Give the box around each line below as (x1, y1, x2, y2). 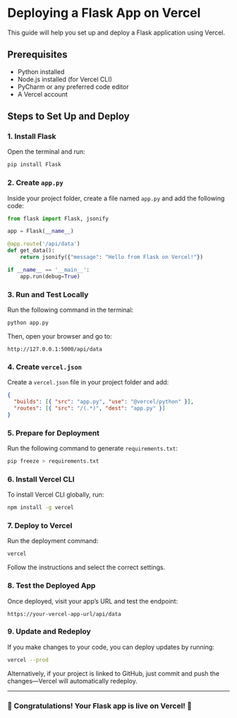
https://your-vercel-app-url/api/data (7, 610, 121, 618)
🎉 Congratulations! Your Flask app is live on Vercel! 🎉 (7, 700, 193, 710)
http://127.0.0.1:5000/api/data (7, 346, 102, 353)
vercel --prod (7, 656, 49, 664)
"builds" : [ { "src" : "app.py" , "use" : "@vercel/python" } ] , (13, 398, 194, 406)
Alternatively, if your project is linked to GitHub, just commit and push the (7, 669, 220, 678)
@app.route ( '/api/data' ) (7, 241, 80, 248)
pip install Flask (7, 161, 61, 169)
